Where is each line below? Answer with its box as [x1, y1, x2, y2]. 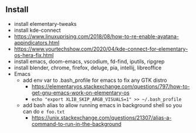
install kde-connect [13, 26, 61, 34]
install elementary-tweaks [13, 20, 77, 27]
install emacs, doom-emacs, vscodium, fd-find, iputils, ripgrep [13, 58, 165, 65]
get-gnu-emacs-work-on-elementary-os [31, 89, 130, 96]
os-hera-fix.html [13, 51, 54, 58]
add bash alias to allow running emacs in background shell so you [22, 101, 183, 108]
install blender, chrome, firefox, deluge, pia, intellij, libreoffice [13, 64, 162, 71]
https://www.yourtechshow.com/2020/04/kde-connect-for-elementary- [13, 45, 188, 52]
